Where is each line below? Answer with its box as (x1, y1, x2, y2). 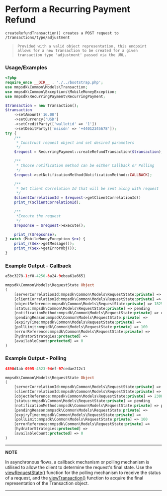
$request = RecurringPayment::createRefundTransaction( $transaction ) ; (14, 149, 164, 154)
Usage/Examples (5, 64, 47, 71)
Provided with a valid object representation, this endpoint (17, 43, 147, 48)
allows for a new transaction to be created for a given (17, 48, 138, 53)
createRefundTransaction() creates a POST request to (5, 30, 119, 35)
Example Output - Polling (5, 355, 67, 362)
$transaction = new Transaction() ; (5, 103, 79, 108)
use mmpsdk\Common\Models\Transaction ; (5, 84, 88, 89)
